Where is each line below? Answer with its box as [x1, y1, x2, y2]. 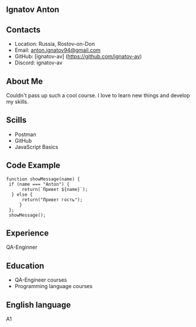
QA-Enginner [6, 244, 38, 251]
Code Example [6, 160, 61, 170]
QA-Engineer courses [14, 276, 67, 283]
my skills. [6, 98, 29, 105]
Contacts [6, 25, 41, 35]
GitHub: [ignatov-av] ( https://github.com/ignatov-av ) [14, 53, 142, 60]
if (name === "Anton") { [8, 181, 69, 187]
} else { [11, 191, 33, 197]
